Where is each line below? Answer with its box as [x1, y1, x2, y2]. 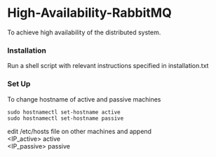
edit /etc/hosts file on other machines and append [7, 127, 152, 135]
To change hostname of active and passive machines [7, 95, 161, 103]
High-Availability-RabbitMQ [7, 5, 172, 21]
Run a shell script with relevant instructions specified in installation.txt [7, 62, 209, 70]
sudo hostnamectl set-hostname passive [7, 114, 124, 122]
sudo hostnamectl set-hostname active [7, 109, 121, 116]
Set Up [7, 79, 31, 89]
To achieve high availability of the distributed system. [7, 28, 161, 36]
